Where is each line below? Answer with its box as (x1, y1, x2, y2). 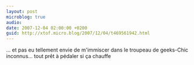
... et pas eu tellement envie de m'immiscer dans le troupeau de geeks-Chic (6, 46, 189, 53)
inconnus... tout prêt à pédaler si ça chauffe (6, 53, 111, 60)
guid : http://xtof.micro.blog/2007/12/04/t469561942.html (6, 30, 150, 36)
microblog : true (6, 14, 46, 20)
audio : (6, 19, 22, 25)
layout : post (6, 8, 38, 15)
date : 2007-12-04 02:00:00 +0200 (6, 25, 88, 31)
